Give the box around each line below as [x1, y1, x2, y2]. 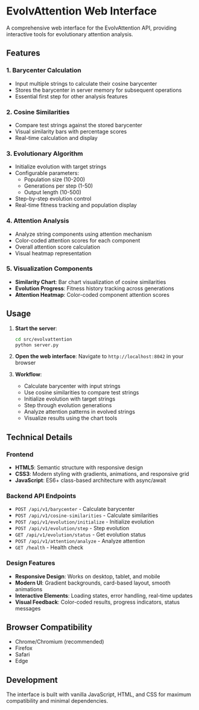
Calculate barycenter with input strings [24, 382, 121, 390]
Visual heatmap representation [14, 249, 92, 257]
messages [14, 604, 41, 612]
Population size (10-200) [24, 176, 86, 183]
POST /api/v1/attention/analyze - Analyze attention [14, 537, 145, 545]
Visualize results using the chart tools [24, 414, 118, 422]
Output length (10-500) [24, 189, 81, 196]
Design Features [6, 559, 55, 568]
